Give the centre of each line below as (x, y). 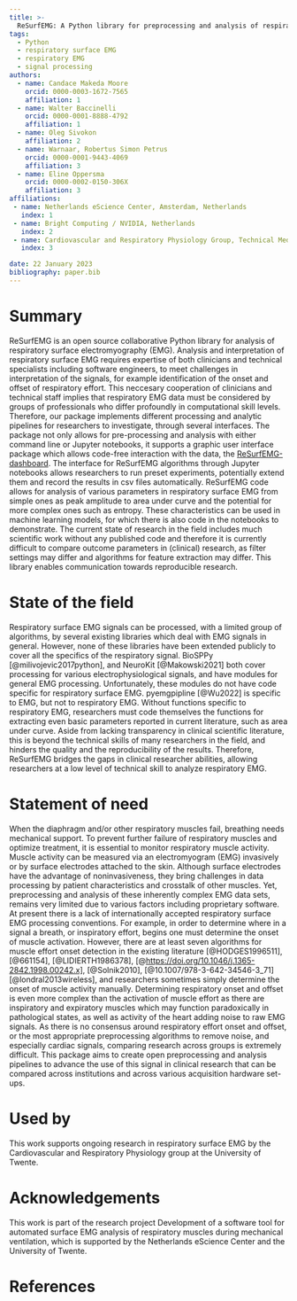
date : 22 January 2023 (51, 264)
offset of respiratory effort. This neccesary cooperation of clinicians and (141, 387)
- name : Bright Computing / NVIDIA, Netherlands (104, 223)
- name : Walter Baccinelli (67, 108)
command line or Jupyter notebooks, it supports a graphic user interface (141, 444)
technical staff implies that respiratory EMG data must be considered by (140, 397)
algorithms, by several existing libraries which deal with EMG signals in (138, 636)
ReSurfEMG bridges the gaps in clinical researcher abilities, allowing (133, 759)
